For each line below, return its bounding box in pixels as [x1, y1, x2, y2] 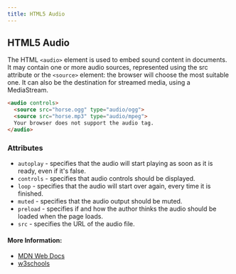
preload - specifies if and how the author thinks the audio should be [17, 204, 217, 214]
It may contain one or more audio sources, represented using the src [7, 63, 208, 72]
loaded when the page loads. [17, 212, 103, 221]
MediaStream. [7, 86, 48, 95]
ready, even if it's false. [17, 167, 87, 175]
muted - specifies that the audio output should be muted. [17, 197, 183, 206]
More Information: [7, 236, 63, 244]
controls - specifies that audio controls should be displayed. [17, 174, 195, 183]
